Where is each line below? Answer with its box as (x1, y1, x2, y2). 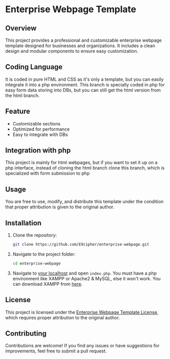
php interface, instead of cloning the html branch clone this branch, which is (5, 165, 165, 171)
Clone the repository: (12, 232, 57, 238)
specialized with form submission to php (5, 170, 90, 176)
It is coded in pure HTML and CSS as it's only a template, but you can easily (5, 76, 164, 82)
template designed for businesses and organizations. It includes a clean (5, 43, 156, 49)
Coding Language (5, 62, 63, 72)
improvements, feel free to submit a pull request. (5, 348, 107, 354)
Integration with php (5, 146, 71, 155)
